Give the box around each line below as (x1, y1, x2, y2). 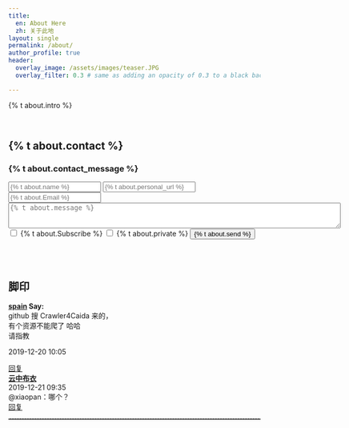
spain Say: (8, 301, 44, 311)
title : (8, 11, 30, 20)
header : (8, 57, 34, 65)
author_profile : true (8, 49, 81, 57)
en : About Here (15, 19, 66, 27)
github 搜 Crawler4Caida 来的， (8, 311, 114, 321)
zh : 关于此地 (15, 26, 54, 34)
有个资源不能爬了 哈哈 (8, 321, 81, 331)
